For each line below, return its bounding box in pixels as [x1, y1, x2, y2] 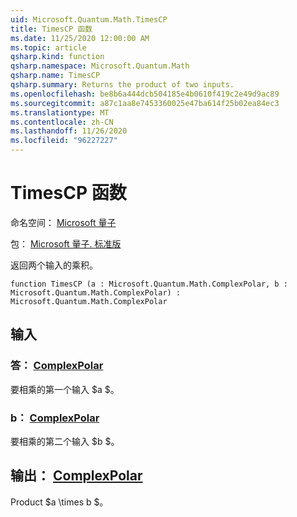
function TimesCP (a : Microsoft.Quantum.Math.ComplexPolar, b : [10, 279, 288, 289]
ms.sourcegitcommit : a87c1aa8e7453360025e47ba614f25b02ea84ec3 [10, 98, 280, 108]
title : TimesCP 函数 [10, 24, 93, 34]
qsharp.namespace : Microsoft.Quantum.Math [10, 61, 190, 71]
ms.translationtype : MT [10, 107, 110, 118]
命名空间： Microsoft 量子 [10, 216, 117, 228]
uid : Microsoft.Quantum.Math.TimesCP [10, 14, 168, 25]
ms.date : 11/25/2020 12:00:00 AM [10, 33, 150, 43]
